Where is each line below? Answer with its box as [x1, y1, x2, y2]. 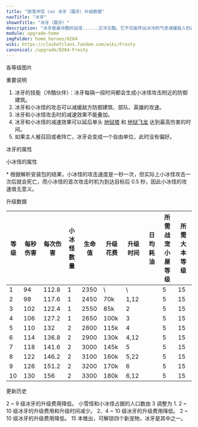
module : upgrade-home [6, 31, 60, 37]
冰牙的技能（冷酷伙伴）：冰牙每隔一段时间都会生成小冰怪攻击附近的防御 [14, 89, 188, 96]
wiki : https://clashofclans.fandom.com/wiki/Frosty [6, 42, 136, 48]
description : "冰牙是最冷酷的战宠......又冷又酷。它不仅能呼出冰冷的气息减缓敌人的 [6, 25, 190, 31]
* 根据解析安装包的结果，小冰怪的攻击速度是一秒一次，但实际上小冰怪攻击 [6, 170, 186, 177]
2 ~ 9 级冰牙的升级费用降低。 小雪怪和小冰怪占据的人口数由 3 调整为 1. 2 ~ [6, 400, 187, 407]
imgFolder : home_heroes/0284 [6, 36, 78, 42]
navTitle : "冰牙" [6, 14, 47, 20]
